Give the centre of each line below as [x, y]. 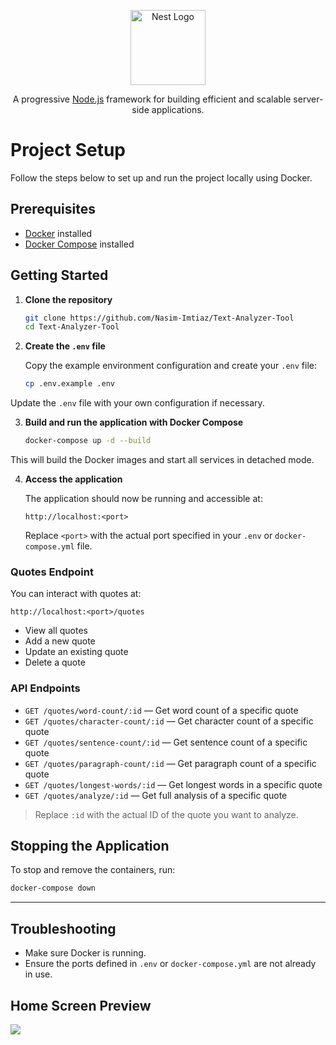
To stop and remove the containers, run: [93, 870]
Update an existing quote [76, 652]
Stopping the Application [90, 846]
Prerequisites [53, 209]
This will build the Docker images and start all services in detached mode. [162, 460]
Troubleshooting [63, 928]
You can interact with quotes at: [76, 594]
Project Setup [68, 150]
